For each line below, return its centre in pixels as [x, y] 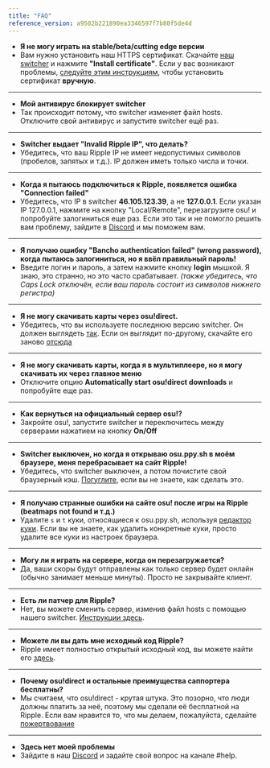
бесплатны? [42, 689]
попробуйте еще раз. [56, 390]
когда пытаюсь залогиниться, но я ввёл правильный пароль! [128, 258]
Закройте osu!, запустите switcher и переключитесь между [122, 422]
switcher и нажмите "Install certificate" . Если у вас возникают [127, 63]
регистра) [37, 293]
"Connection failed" [54, 192]
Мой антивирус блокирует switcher [83, 103]
